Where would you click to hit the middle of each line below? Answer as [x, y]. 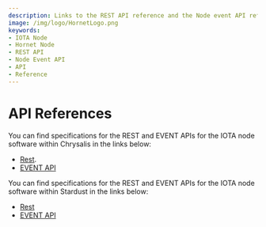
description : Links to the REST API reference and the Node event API [127, 15]
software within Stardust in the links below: [78, 191]
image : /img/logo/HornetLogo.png [63, 23]
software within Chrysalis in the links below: [80, 144]
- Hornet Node [32, 45]
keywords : [25, 30]
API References [60, 114]
